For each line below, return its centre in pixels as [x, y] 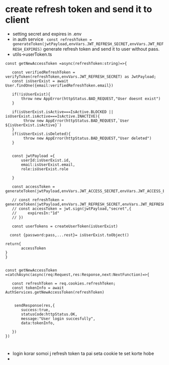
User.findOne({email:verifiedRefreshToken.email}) [59, 85]
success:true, [36, 310]
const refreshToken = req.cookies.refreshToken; [64, 283]
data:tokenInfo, [38, 323]
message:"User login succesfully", [58, 318]
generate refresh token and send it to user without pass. [101, 49]
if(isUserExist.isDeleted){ [41, 134]
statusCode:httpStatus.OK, [49, 314]
